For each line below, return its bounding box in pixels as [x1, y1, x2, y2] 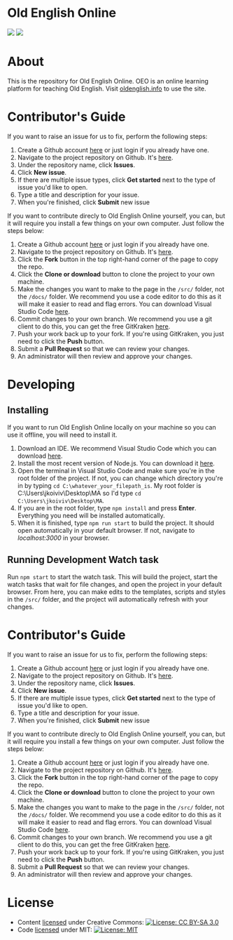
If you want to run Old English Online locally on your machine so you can [7, 423, 216, 431]
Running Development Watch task [7, 554, 159, 566]
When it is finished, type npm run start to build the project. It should [17, 518, 215, 527]
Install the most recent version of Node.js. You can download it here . [17, 458, 216, 468]
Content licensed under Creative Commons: [17, 918, 145, 926]
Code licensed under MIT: [17, 925, 92, 934]
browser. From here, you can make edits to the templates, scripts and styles [7, 588, 226, 596]
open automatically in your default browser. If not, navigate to [17, 526, 195, 534]
